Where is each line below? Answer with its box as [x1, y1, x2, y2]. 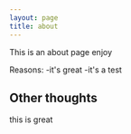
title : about [9, 22, 59, 31]
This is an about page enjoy [9, 46, 113, 57]
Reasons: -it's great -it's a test [9, 64, 122, 75]
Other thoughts [9, 90, 98, 105]
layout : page [9, 13, 59, 23]
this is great [9, 114, 53, 125]
